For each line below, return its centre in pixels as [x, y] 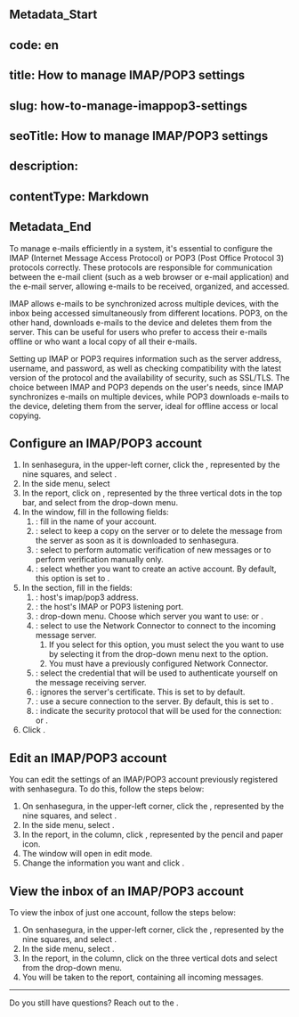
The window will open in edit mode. [87, 854]
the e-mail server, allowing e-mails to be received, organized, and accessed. [149, 286]
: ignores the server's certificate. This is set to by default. [140, 692]
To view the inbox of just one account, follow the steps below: [122, 912]
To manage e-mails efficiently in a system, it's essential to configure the [141, 248]
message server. [66, 636]
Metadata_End [50, 227]
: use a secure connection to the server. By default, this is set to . [154, 701]
